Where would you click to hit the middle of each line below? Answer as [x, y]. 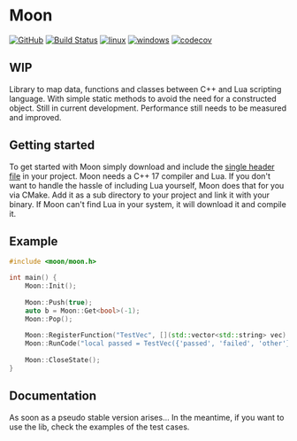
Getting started [52, 146]
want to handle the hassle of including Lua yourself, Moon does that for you [147, 185]
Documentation [53, 396]
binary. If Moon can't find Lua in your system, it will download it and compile [148, 204]
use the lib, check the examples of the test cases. [99, 427]
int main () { [33, 278]
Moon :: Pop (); [49, 319]
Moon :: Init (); [51, 286]
